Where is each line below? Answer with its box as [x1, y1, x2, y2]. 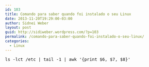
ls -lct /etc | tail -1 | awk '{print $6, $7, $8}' [5, 56, 131, 62]
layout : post [5, 25, 32, 30]
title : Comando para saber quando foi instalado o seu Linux [5, 12, 132, 17]
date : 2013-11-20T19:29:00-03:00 [5, 16, 73, 21]
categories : [5, 39, 29, 44]
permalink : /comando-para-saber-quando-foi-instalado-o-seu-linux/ [5, 34, 145, 39]
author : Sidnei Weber [5, 20, 49, 26]
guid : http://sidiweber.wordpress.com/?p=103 [5, 30, 99, 34]
